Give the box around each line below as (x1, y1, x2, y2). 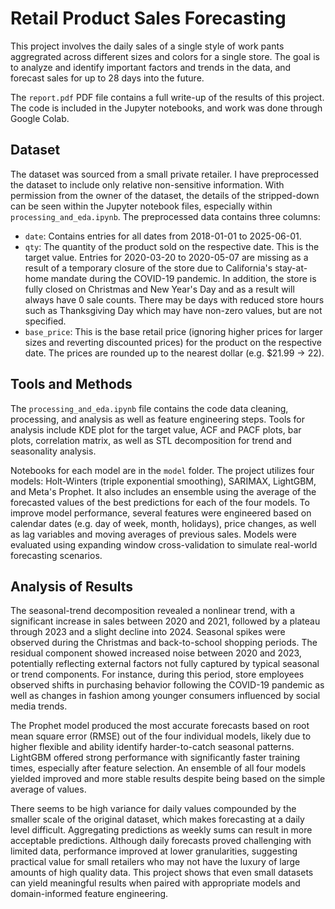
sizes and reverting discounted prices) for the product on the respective (24, 336, 322, 348)
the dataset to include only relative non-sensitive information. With (10, 178, 285, 191)
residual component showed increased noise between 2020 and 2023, (10, 647, 302, 659)
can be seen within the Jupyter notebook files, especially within (10, 200, 273, 212)
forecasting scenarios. (10, 549, 103, 561)
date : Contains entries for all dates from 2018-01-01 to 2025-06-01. (24, 230, 302, 242)
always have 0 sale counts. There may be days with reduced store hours (24, 293, 325, 306)
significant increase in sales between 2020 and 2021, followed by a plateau (10, 615, 321, 627)
